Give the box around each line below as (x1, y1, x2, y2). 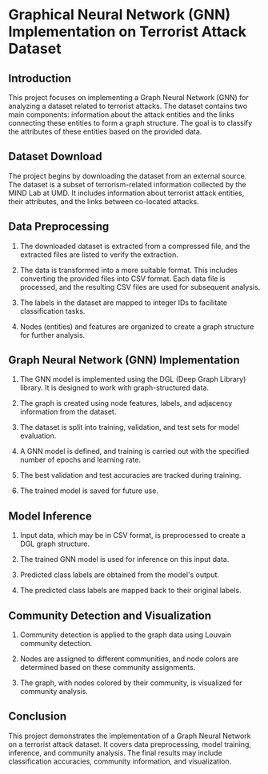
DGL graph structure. (19, 539, 90, 549)
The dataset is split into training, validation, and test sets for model (19, 423, 240, 432)
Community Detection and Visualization (8, 608, 212, 622)
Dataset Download (8, 150, 102, 163)
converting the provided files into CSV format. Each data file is (19, 274, 226, 283)
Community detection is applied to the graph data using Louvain (19, 630, 232, 640)
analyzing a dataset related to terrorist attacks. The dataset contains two (8, 102, 248, 110)
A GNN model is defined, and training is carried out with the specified (19, 447, 250, 456)
